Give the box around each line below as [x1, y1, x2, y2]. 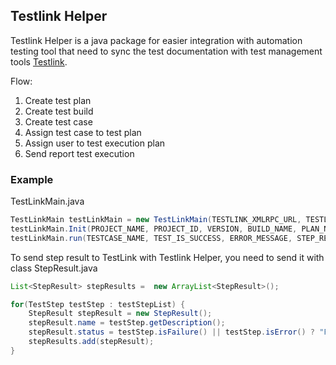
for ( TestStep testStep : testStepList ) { [10, 299, 186, 309]
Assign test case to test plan [24, 126, 142, 138]
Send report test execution [24, 147, 135, 159]
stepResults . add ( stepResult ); [28, 337, 155, 347]
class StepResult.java [10, 262, 98, 274]
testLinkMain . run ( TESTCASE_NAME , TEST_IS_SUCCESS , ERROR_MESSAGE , [10, 233, 293, 243]
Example [10, 172, 54, 186]
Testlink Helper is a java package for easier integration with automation [10, 34, 303, 46]
